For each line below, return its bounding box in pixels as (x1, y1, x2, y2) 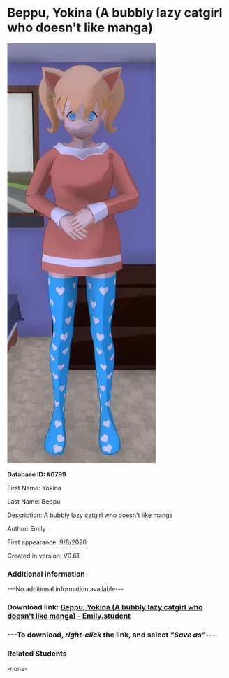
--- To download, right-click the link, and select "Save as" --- (7, 630, 216, 640)
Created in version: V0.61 (7, 551, 80, 560)
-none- (7, 665, 28, 673)
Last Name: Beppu (7, 497, 61, 505)
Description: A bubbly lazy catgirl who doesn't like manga (7, 511, 173, 519)
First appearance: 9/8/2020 (7, 537, 87, 546)
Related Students (7, 649, 68, 658)
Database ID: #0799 (7, 470, 66, 479)
